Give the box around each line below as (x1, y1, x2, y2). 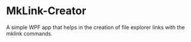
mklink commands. (6, 30, 53, 37)
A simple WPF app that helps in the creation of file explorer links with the (6, 24, 185, 31)
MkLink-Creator (6, 4, 87, 18)
